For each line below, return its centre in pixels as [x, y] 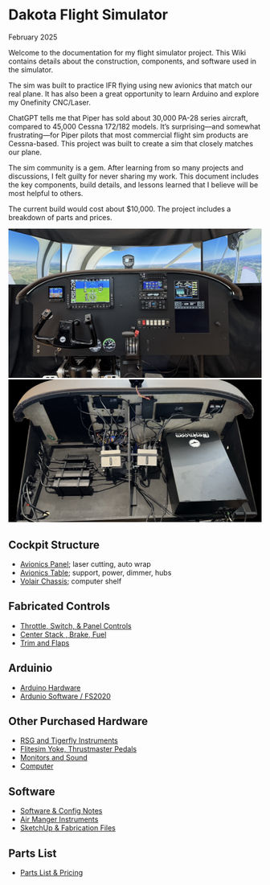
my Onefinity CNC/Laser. [49, 102]
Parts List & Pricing [51, 873]
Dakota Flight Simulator [88, 15]
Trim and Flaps [45, 643]
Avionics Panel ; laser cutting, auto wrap [85, 564]
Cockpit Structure [54, 545]
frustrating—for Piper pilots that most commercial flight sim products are [129, 135]
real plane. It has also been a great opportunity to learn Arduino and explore [134, 93]
